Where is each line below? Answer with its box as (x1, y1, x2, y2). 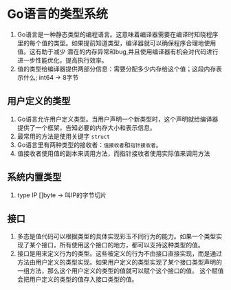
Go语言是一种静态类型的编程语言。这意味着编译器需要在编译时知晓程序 (16, 30, 219, 38)
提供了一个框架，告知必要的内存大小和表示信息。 (16, 123, 156, 131)
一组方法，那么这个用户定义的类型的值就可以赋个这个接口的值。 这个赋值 (16, 267, 224, 275)
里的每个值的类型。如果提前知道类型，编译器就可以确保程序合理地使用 (16, 38, 217, 47)
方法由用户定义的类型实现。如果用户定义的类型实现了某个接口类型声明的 (16, 258, 222, 267)
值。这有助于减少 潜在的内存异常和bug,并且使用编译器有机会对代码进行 (16, 47, 219, 56)
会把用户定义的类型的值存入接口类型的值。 (16, 276, 138, 284)
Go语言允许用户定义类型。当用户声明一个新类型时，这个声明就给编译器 (16, 115, 219, 123)
